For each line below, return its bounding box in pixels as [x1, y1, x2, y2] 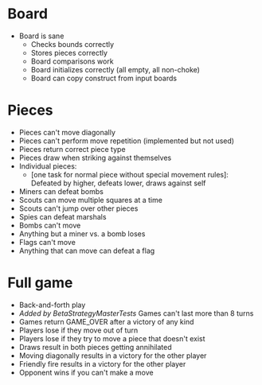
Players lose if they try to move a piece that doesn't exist [18, 333, 205, 343]
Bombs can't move [18, 220, 81, 230]
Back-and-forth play [18, 300, 86, 309]
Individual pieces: [18, 161, 77, 171]
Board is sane [18, 31, 65, 41]
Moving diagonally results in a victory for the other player [18, 351, 207, 360]
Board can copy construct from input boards [30, 73, 177, 83]
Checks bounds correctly [30, 39, 115, 49]
